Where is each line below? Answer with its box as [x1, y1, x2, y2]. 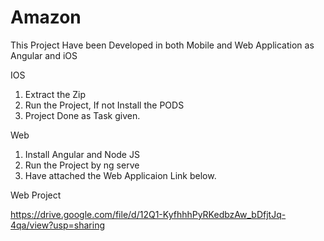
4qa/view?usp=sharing [10, 219, 105, 231]
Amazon [10, 6, 82, 29]
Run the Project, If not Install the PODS [24, 99, 185, 111]
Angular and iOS [10, 49, 78, 61]
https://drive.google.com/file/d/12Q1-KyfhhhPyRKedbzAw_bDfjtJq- [10, 208, 287, 220]
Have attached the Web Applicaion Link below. [24, 169, 217, 181]
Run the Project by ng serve [24, 159, 140, 171]
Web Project [10, 189, 62, 201]
